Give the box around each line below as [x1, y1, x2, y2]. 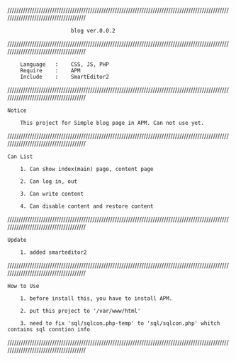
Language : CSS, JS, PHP [20, 61, 110, 68]
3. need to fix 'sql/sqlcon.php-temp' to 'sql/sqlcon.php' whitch [20, 320, 220, 327]
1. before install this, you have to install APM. [20, 295, 173, 302]
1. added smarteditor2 [20, 249, 87, 256]
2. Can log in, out [20, 178, 78, 185]
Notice [7, 107, 27, 114]
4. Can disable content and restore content [20, 203, 154, 210]
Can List [7, 153, 33, 160]
